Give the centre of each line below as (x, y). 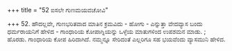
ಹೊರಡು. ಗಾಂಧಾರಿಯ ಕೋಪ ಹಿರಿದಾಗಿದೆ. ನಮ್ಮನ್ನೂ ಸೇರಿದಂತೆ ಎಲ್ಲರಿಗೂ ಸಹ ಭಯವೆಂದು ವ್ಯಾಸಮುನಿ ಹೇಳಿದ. (116, 39)
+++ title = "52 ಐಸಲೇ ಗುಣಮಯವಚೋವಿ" (58, 10)
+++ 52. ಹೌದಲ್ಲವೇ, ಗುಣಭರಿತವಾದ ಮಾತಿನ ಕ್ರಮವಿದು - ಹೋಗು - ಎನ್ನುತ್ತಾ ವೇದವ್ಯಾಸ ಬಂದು (105, 24)
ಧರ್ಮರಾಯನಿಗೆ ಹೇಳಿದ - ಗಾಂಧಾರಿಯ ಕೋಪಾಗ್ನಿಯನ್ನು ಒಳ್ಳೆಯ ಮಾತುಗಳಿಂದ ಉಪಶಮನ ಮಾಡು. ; (107, 31)
